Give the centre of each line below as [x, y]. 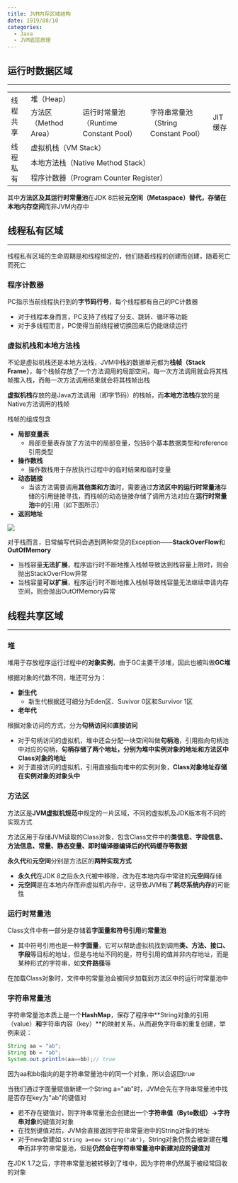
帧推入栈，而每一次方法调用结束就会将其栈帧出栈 [79, 380]
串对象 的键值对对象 [46, 1121]
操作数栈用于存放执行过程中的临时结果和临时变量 [100, 470]
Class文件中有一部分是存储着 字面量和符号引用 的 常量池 [87, 930]
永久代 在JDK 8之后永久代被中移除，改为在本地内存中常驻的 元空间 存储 [119, 876]
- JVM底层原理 [32, 40]
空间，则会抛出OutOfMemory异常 [67, 591]
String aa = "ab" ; [34, 1046]
